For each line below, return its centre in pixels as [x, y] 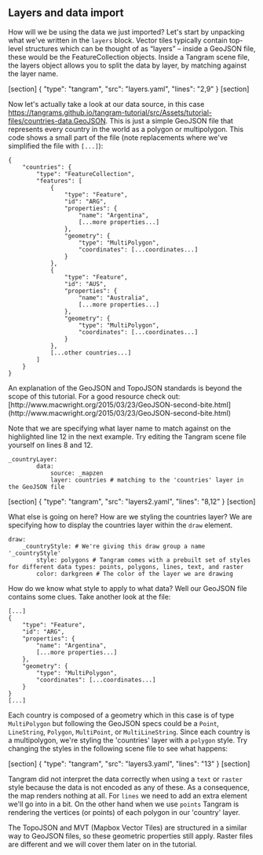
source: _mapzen [77, 473]
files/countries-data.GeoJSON [57, 120]
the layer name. [33, 73]
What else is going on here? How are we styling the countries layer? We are [130, 516]
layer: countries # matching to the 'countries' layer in [147, 480]
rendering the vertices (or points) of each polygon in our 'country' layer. [124, 812]
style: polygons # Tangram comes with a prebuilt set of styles [144, 560]
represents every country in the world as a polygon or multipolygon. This [126, 129]
